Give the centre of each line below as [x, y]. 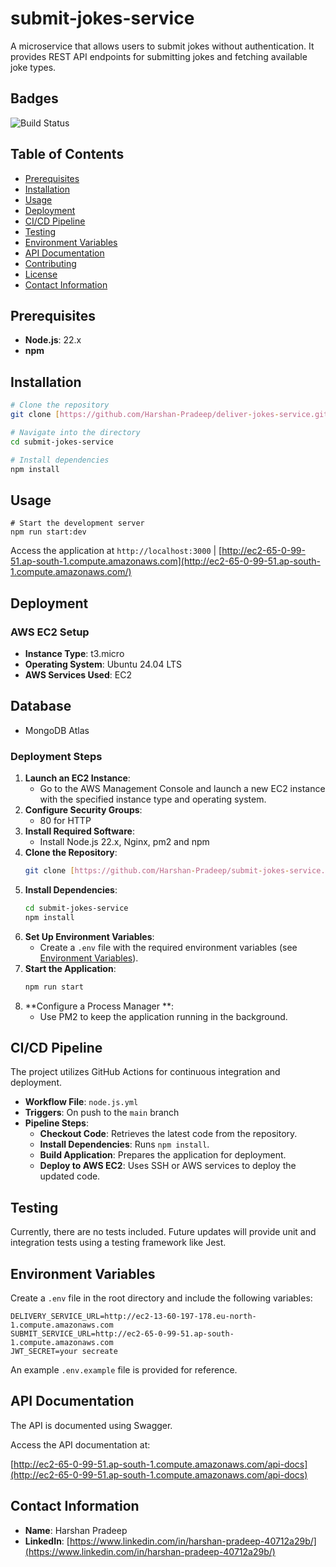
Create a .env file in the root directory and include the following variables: [161, 1298]
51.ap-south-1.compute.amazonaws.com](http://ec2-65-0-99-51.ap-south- [165, 561]
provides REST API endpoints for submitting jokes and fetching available [159, 56]
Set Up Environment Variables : [89, 936]
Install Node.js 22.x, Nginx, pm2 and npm [124, 842]
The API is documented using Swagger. [91, 1425]
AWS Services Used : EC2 [78, 674]
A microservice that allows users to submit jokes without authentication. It [162, 46]
